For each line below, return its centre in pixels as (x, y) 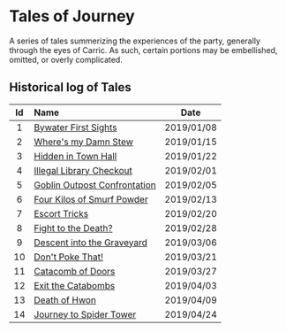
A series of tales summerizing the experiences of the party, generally (135, 41)
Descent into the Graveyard (90, 243)
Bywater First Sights (75, 127)
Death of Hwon (65, 300)
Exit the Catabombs (75, 285)
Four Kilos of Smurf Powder (91, 199)
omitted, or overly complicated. (66, 59)
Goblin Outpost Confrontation (95, 185)
